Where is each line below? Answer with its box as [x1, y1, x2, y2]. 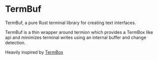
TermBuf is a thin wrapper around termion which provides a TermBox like [5, 29, 154, 35]
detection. [5, 39, 26, 45]
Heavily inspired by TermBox [5, 49, 63, 55]
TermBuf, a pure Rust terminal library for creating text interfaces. [5, 20, 136, 26]
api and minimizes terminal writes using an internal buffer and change [5, 34, 147, 40]
